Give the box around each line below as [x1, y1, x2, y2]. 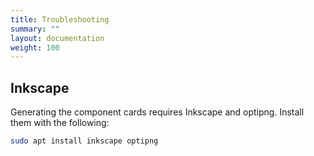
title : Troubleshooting [10, 14, 110, 25]
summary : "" [10, 24, 60, 34]
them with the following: [10, 117, 110, 129]
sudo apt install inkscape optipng [10, 136, 159, 146]
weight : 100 [10, 42, 60, 53]
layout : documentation [10, 33, 105, 43]
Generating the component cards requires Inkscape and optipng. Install [10, 106, 305, 118]
